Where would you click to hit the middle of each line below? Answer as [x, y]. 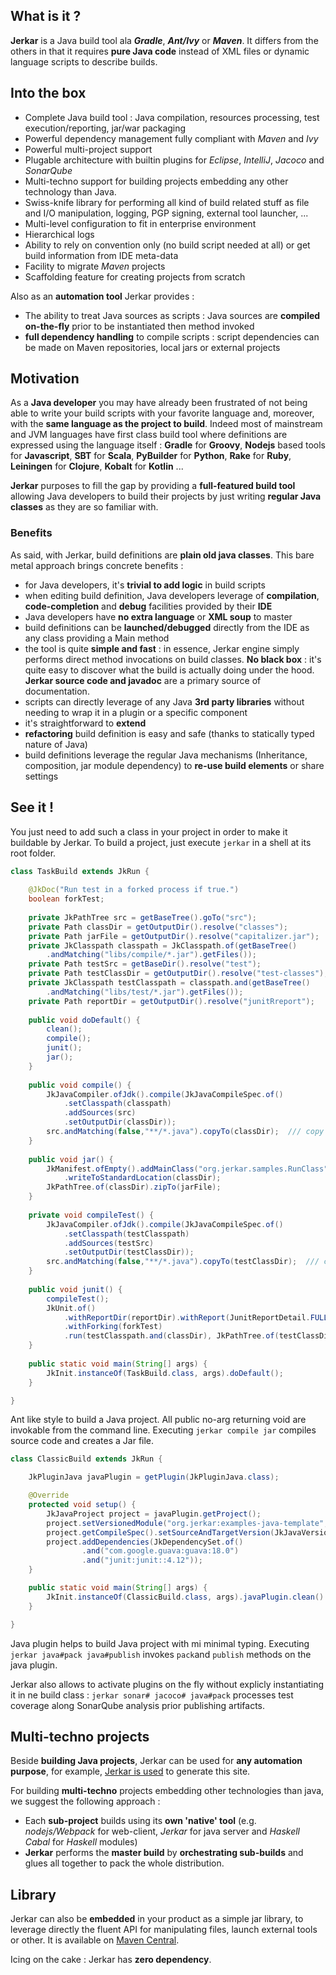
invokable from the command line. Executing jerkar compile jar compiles [163, 1430]
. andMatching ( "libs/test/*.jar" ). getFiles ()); [145, 992]
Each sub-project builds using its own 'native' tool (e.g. [140, 1821]
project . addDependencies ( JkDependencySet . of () [145, 1542]
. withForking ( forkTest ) [113, 1327]
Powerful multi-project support [88, 149]
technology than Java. [70, 191]
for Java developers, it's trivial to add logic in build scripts [145, 585]
